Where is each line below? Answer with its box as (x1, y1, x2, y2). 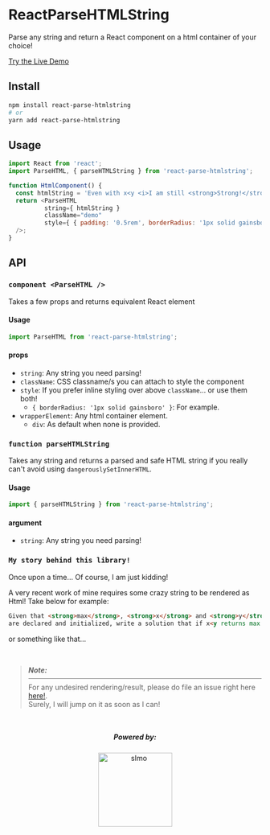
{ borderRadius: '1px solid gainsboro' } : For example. (31, 402, 219, 412)
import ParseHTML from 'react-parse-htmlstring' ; (8, 332, 178, 341)
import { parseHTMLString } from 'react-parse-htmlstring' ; (8, 500, 215, 508)
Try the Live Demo (8, 56, 70, 66)
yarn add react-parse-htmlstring (8, 116, 121, 124)
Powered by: (113, 732, 157, 742)
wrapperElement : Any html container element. (19, 410, 169, 420)
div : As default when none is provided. (31, 419, 161, 429)
